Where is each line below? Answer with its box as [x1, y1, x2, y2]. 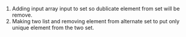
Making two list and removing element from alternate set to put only [11, 18, 180, 24]
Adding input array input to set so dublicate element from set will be [11, 5, 180, 12]
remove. [11, 11, 33, 18]
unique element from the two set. [11, 24, 94, 31]
